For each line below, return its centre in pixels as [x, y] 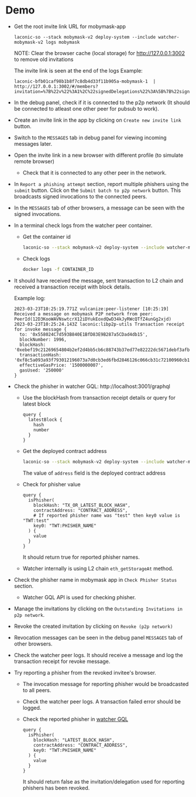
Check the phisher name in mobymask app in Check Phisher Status [95, 579]
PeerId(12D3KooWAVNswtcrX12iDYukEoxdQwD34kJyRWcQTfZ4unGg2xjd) [93, 319]
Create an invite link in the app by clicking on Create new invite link [98, 120]
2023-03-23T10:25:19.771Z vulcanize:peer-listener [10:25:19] [91, 309]
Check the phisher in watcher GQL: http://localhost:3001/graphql [92, 386]
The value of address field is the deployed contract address [94, 473]
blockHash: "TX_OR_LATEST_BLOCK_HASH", [82, 505]
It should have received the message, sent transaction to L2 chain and [99, 280]
